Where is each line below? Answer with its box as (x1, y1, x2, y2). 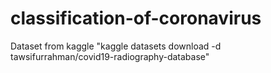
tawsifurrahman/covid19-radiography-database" (10, 50, 210, 62)
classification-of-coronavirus (10, 7, 262, 30)
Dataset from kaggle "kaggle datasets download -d (10, 40, 222, 52)
